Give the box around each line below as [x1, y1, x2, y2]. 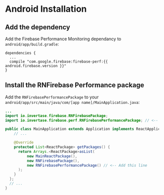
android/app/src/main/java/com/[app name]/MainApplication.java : [5, 99, 140, 105]
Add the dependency [5, 23, 70, 31]
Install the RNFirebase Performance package [5, 81, 144, 89]
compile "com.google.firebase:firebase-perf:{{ [9, 59, 108, 64]
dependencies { [5, 50, 36, 55]
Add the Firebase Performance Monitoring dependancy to [5, 36, 122, 42]
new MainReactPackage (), [26, 153, 78, 159]
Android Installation [5, 3, 87, 15]
